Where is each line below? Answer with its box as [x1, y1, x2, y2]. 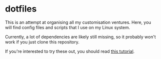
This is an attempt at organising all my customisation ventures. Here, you [5, 19, 151, 25]
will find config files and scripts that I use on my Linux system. [5, 24, 130, 30]
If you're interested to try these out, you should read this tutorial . [5, 48, 135, 54]
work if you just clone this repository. [5, 39, 80, 44]
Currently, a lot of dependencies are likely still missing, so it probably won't [5, 34, 156, 40]
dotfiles [5, 3, 37, 15]
